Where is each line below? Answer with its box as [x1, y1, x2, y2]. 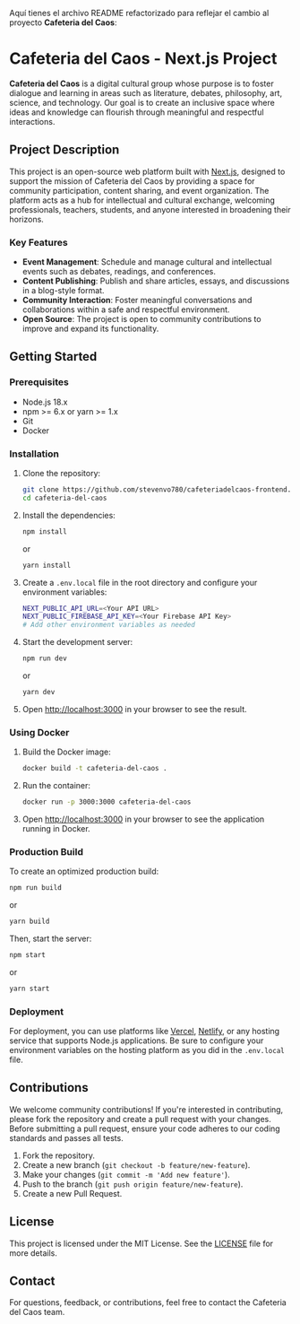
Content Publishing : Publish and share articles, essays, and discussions [21, 275, 290, 286]
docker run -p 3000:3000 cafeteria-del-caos [21, 797, 192, 806]
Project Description [9, 143, 120, 158]
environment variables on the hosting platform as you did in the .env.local [9, 1045, 285, 1056]
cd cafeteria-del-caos [21, 493, 107, 502]
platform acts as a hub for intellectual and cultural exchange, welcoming [9, 195, 276, 205]
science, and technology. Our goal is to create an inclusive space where [9, 97, 275, 108]
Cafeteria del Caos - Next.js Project [9, 48, 278, 69]
